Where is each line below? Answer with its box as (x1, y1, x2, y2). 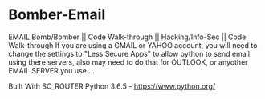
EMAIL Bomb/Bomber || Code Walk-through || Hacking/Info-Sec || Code (8, 32, 247, 42)
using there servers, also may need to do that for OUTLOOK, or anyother (8, 57, 248, 67)
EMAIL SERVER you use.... (8, 65, 95, 75)
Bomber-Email (8, 6, 106, 24)
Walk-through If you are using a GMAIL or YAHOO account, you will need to (8, 40, 258, 49)
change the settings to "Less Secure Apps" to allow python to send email (8, 49, 251, 58)
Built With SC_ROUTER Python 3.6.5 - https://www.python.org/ (8, 81, 216, 91)
